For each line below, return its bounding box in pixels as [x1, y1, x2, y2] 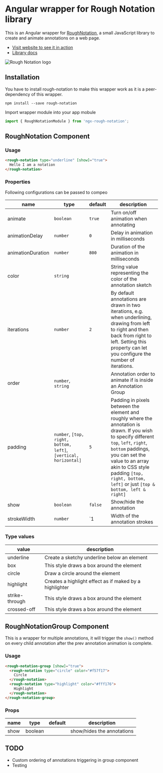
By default [111, 290, 134, 297]
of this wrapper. [31, 91, 63, 97]
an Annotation [111, 383, 143, 390]
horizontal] [54, 458, 81, 463]
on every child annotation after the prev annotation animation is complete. [5, 641, 153, 646]
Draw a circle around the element [44, 570, 120, 577]
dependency [5, 91, 31, 97]
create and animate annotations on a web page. [5, 35, 100, 41]
